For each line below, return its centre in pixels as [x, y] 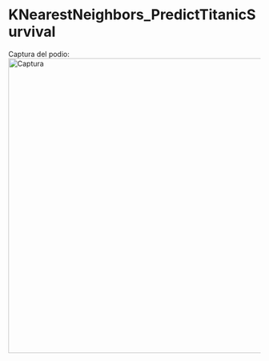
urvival [32, 32]
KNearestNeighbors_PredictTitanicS [132, 15]
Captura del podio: [39, 54]
